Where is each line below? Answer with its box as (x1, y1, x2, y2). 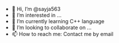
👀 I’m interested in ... (11, 12, 62, 19)
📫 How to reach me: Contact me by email (11, 31, 114, 37)
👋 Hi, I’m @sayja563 (11, 6, 61, 12)
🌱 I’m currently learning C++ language (11, 18, 105, 24)
